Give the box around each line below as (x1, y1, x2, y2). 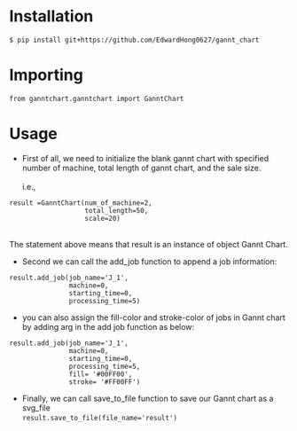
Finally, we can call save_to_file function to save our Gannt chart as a (21, 393, 274, 404)
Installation (9, 6, 94, 27)
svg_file (21, 402, 51, 413)
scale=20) (84, 214, 121, 223)
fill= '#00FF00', (68, 370, 133, 379)
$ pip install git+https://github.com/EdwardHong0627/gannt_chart (9, 35, 260, 44)
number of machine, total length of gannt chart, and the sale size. (21, 162, 262, 173)
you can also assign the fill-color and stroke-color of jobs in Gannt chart (21, 312, 285, 323)
